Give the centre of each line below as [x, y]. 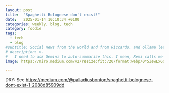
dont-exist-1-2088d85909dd [35, 85]
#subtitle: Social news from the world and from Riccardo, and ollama [81, 47]
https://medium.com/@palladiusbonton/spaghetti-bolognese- [89, 80]
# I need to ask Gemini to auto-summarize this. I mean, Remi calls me [84, 57]
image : [12, 61]
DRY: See [15, 80]
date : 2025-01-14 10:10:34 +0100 [43, 19]
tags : [11, 33]
